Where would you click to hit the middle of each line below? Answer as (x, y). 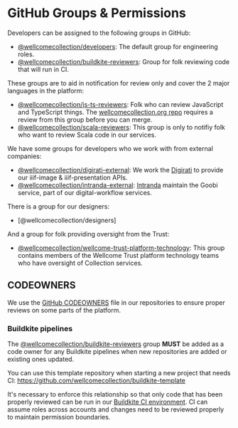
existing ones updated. (41, 359)
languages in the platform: (45, 90)
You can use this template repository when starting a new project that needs (119, 373)
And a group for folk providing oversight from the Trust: (88, 234)
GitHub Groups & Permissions (97, 13)
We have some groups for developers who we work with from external (110, 148)
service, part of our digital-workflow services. (85, 192)
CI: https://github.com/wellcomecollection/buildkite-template (97, 381)
